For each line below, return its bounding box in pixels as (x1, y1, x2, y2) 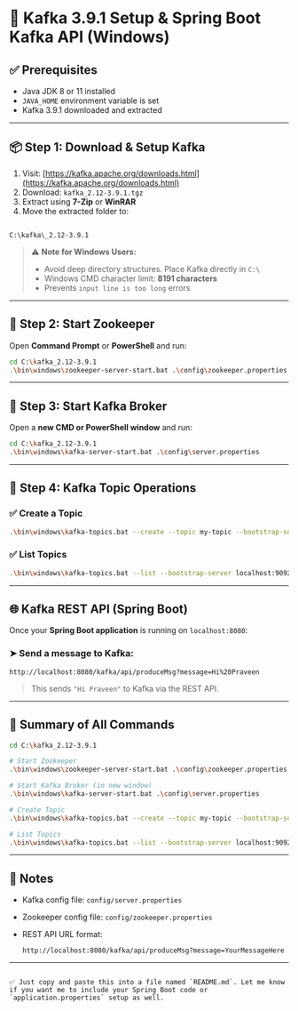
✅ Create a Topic (9, 507, 83, 519)
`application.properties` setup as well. (9, 993, 165, 1003)
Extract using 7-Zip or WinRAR (21, 196, 137, 207)
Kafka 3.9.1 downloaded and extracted (21, 105, 162, 115)
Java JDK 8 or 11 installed (21, 86, 116, 96)
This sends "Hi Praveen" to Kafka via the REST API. (30, 683, 219, 694)
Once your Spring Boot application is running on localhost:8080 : (9, 625, 248, 636)
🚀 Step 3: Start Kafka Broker (9, 398, 168, 413)
